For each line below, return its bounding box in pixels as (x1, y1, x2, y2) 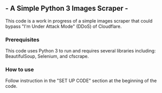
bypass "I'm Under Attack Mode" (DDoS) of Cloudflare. (5, 23, 122, 29)
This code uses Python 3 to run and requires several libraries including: (5, 48, 156, 54)
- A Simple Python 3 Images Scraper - (5, 4, 128, 13)
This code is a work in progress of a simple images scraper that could (5, 17, 153, 24)
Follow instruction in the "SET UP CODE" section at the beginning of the (5, 78, 157, 84)
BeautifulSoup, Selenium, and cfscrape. (5, 53, 89, 60)
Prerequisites (5, 36, 39, 43)
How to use (5, 66, 34, 73)
